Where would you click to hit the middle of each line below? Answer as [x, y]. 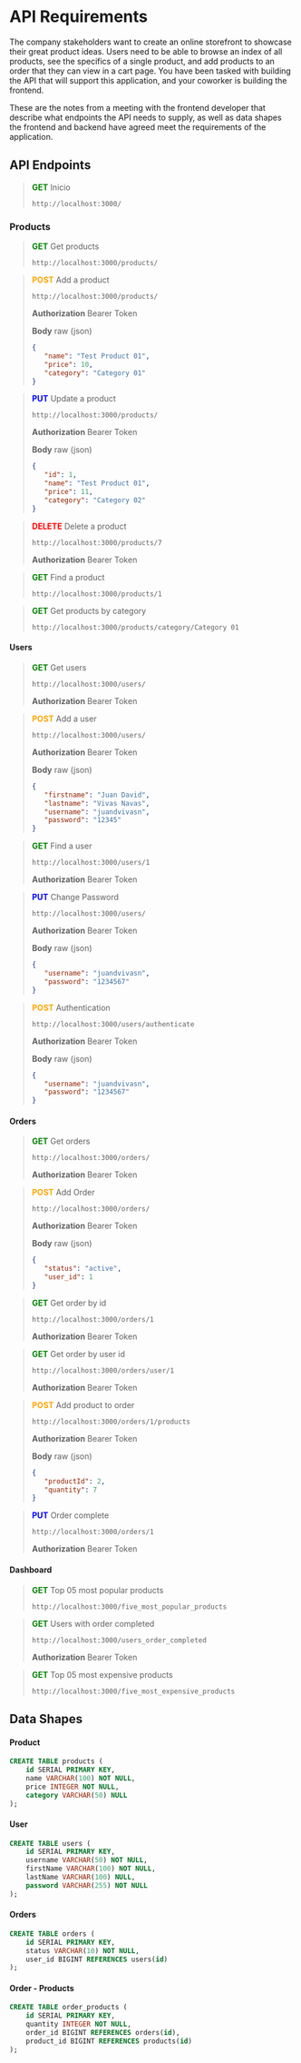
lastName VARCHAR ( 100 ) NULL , [81, 1878]
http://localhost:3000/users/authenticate [113, 1024]
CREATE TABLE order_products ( [68, 2008]
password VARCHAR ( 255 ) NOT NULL [87, 1885]
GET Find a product [68, 577]
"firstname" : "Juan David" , [97, 795]
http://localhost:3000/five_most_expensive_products [133, 1691]
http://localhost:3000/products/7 [97, 542]
